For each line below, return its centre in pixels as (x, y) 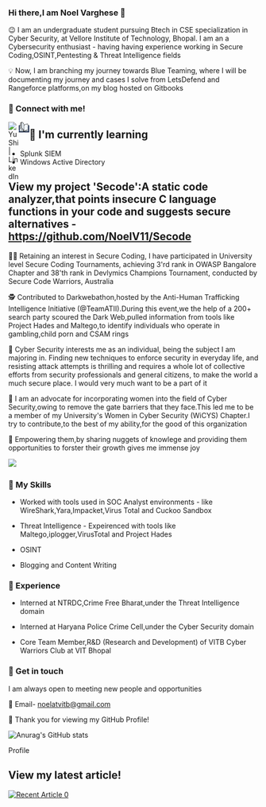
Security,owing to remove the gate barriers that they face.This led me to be (131, 407)
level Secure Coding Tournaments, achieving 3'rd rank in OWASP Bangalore (132, 264)
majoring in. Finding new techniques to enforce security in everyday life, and (133, 358)
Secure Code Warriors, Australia (61, 281)
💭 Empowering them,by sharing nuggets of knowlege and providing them (128, 439)
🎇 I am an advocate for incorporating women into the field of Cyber (118, 398)
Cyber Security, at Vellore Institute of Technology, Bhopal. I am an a (119, 38)
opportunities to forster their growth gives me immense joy (104, 448)
